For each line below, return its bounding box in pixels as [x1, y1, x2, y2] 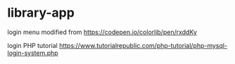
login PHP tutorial [7, 41, 58, 49]
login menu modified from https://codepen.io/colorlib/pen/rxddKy [7, 28, 197, 36]
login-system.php [7, 49, 58, 57]
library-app [7, 5, 75, 21]
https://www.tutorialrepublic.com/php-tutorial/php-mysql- [58, 41, 227, 49]
